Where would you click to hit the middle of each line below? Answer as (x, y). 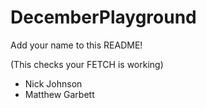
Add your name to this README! (76, 45)
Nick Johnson (53, 83)
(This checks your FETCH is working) (87, 64)
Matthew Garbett (59, 94)
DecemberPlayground (103, 17)
